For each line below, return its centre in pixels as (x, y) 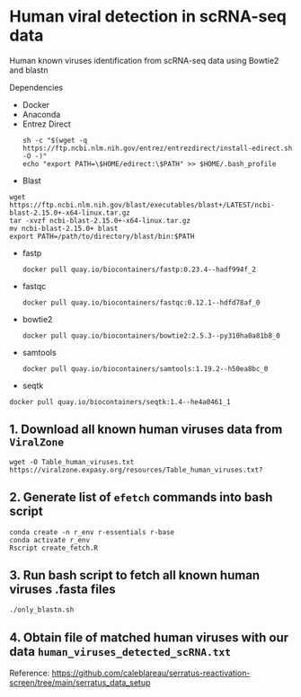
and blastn (29, 70)
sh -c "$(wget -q (55, 140)
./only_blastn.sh (42, 610)
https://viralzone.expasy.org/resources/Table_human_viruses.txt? (136, 470)
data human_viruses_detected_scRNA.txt (120, 652)
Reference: (30, 673)
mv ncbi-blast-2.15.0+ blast (64, 228)
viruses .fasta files (62, 589)
